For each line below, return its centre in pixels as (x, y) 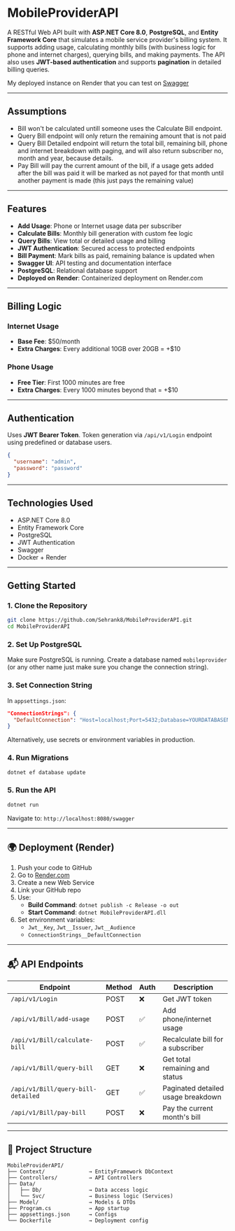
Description (193, 988)
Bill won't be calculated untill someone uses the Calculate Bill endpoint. (120, 128)
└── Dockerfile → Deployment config (78, 1221)
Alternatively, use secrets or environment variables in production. (101, 740)
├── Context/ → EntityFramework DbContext (90, 1172)
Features (27, 209)
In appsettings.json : (37, 700)
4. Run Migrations (38, 758)
